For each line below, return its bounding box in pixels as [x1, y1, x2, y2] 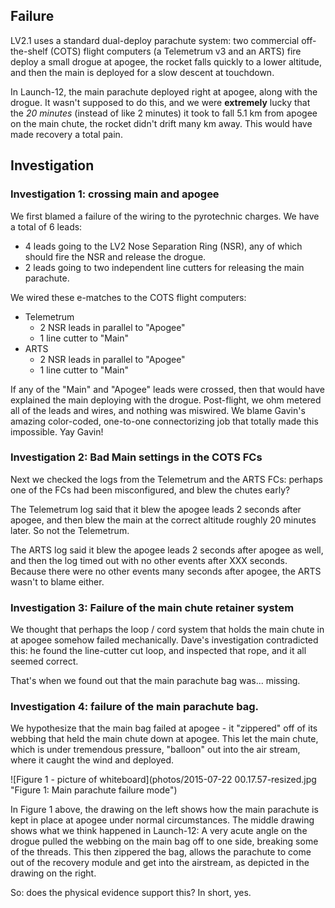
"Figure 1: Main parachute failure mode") [10, 784, 178, 796]
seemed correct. [10, 655, 79, 668]
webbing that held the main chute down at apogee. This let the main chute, [10, 733, 319, 745]
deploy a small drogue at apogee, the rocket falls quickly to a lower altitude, [10, 55, 323, 68]
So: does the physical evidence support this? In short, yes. [10, 887, 252, 899]
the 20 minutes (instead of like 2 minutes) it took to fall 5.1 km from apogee [10, 107, 318, 119]
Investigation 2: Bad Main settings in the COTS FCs [10, 450, 263, 464]
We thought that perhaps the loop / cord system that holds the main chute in [10, 624, 325, 636]
